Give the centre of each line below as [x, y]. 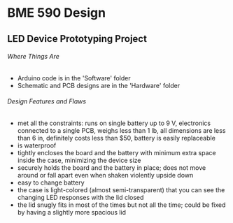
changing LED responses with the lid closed [80, 197]
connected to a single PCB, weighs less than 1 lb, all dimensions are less [121, 130]
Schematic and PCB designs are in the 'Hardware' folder [99, 85]
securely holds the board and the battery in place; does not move [112, 167]
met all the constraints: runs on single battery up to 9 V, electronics [114, 123]
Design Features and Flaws [47, 101]
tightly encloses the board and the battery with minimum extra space [116, 152]
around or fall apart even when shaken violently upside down [105, 175]
